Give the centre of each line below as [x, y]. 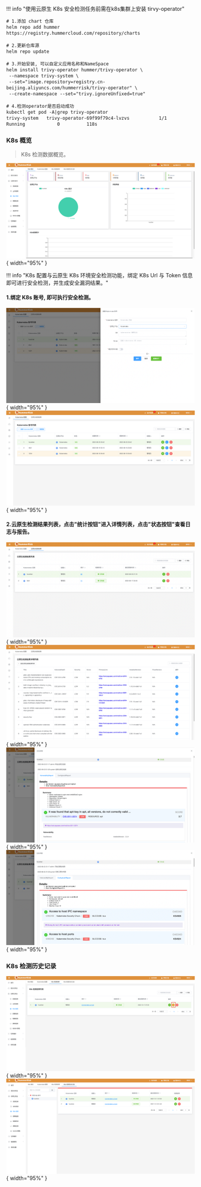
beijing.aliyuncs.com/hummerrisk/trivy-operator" [69, 88]
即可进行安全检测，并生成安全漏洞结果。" [57, 283]
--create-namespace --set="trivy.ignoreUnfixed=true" [77, 94]
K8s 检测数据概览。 [45, 155]
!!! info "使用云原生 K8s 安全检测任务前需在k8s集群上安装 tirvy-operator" [95, 9]
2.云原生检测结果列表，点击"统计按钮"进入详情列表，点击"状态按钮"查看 [96, 524]
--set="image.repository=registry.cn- [57, 82]
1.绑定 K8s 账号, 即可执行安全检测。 [50, 298]
